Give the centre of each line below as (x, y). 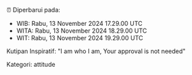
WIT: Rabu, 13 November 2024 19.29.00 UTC (80, 38)
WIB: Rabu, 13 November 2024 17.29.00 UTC (79, 24)
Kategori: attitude (31, 64)
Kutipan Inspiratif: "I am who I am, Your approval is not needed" (96, 51)
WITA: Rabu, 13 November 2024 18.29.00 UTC (82, 31)
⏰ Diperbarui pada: (34, 10)
